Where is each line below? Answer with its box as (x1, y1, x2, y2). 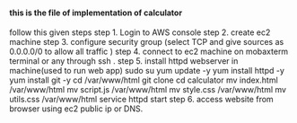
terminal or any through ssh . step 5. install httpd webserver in (9, 56, 239, 66)
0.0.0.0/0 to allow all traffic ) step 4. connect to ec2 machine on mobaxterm (9, 46, 289, 57)
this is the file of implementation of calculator (9, 7, 182, 18)
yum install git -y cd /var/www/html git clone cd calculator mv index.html (9, 75, 278, 85)
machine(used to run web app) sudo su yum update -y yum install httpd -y (9, 66, 285, 76)
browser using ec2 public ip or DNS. (9, 103, 144, 114)
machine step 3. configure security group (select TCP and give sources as (9, 37, 284, 48)
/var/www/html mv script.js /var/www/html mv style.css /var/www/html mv (9, 84, 287, 95)
